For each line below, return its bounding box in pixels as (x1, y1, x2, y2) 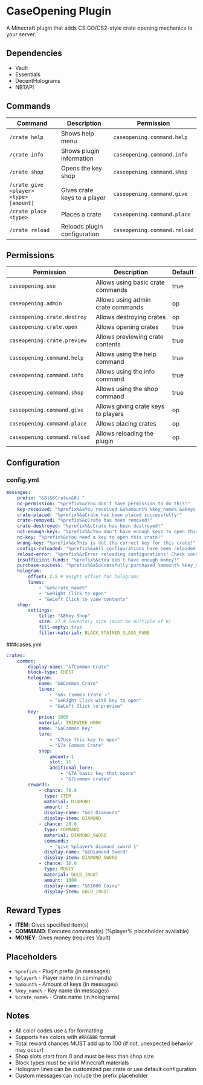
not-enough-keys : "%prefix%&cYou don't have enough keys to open (17, 529, 185, 535)
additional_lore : (49, 765, 94, 771)
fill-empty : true (38, 624, 83, 630)
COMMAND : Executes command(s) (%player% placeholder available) (14, 928, 189, 935)
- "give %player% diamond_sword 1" (49, 843, 139, 850)
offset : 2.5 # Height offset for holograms (28, 574, 139, 580)
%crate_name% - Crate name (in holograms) (14, 993, 120, 1001)
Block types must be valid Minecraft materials (14, 1059, 129, 1066)
